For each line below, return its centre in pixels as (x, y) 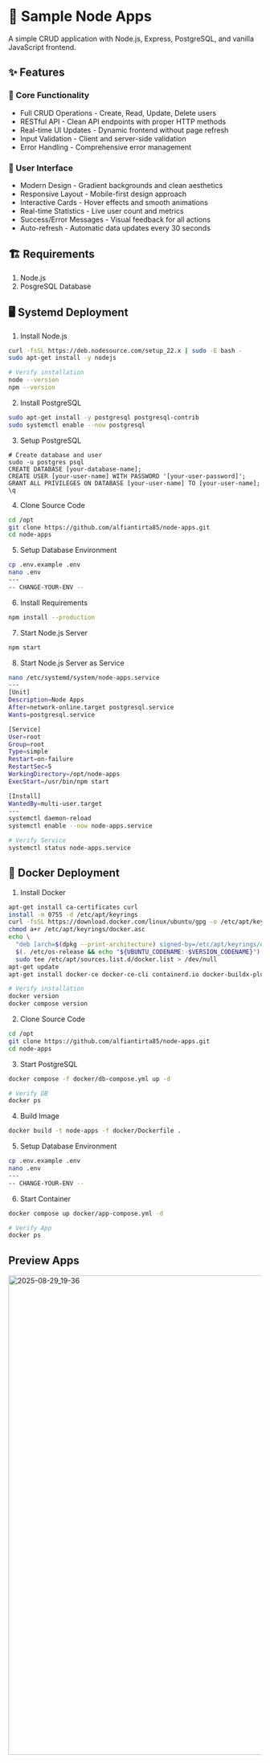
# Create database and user (55, 455)
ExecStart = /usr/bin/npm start (59, 781)
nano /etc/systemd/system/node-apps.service (84, 677)
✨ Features (37, 73)
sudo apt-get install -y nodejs (62, 358)
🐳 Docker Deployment (64, 873)
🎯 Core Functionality (49, 96)
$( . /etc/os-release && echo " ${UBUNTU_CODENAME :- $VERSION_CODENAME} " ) (138, 951)
